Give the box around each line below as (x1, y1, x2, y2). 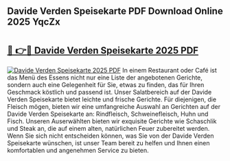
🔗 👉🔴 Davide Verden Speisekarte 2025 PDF (7, 45, 199, 56)
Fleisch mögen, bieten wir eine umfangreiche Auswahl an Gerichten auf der (7, 103, 221, 110)
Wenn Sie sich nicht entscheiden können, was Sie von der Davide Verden (7, 132, 214, 140)
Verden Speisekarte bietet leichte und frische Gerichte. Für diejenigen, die (7, 95, 217, 103)
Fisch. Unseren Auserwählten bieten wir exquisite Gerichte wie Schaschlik (7, 117, 217, 125)
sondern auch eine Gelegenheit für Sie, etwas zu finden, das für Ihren (7, 81, 205, 88)
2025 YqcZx (7, 16, 60, 28)
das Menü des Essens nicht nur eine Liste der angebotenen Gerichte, (7, 73, 203, 82)
